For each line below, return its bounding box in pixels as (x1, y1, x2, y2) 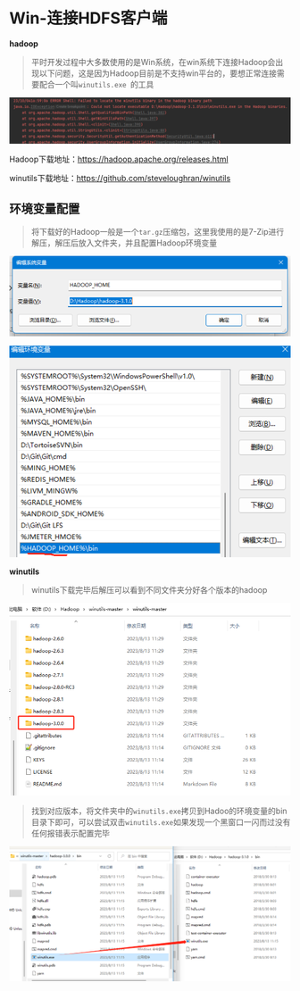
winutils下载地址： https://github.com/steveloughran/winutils (9, 172, 231, 183)
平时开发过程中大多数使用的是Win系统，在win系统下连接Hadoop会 (30, 56, 276, 67)
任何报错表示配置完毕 (30, 828, 110, 838)
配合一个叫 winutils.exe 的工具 (38, 79, 154, 89)
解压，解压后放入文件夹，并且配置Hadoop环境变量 (30, 237, 217, 248)
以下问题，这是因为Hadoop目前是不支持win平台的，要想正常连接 (38, 68, 278, 79)
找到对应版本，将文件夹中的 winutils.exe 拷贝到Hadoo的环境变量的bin (30, 805, 287, 816)
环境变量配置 (9, 202, 80, 217)
